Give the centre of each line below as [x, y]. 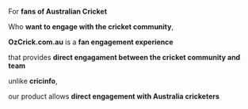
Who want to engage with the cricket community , [91, 26]
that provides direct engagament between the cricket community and [124, 57]
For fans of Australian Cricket [58, 11]
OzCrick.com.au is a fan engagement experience [91, 42]
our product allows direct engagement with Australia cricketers [114, 96]
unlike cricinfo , [33, 81]
